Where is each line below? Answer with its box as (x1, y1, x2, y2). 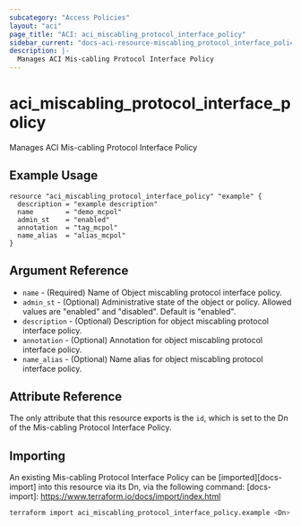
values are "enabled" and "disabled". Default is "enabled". (21, 306, 236, 316)
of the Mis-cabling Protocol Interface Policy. (9, 422, 172, 433)
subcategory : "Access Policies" (9, 13, 130, 22)
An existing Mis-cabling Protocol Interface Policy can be (9, 472, 217, 483)
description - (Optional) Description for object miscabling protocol (21, 315, 269, 326)
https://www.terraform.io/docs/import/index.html (39, 491, 221, 502)
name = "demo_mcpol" (17, 207, 123, 216)
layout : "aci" (9, 22, 63, 30)
